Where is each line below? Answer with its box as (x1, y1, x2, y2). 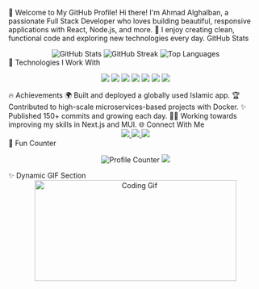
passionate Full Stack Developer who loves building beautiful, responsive (8, 16, 252, 26)
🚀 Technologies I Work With (8, 57, 101, 67)
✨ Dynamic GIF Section (8, 170, 86, 180)
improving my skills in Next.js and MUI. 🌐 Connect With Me (8, 119, 205, 129)
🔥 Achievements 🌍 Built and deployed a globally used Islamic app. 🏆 (8, 90, 240, 100)
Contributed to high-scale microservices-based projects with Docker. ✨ (8, 102, 247, 111)
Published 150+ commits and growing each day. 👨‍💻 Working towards (8, 111, 237, 120)
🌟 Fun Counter (8, 138, 56, 148)
